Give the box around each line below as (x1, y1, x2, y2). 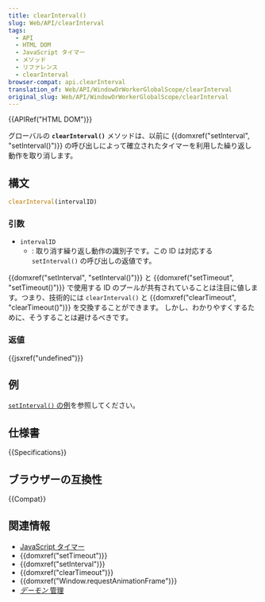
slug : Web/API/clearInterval (8, 19, 105, 27)
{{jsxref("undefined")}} (8, 353, 84, 362)
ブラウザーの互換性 (8, 473, 102, 486)
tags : (8, 26, 26, 34)
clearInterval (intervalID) (8, 198, 98, 206)
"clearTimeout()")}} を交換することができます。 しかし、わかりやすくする (8, 303, 248, 312)
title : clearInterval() (8, 11, 87, 20)
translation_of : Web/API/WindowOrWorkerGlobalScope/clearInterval (8, 85, 232, 94)
